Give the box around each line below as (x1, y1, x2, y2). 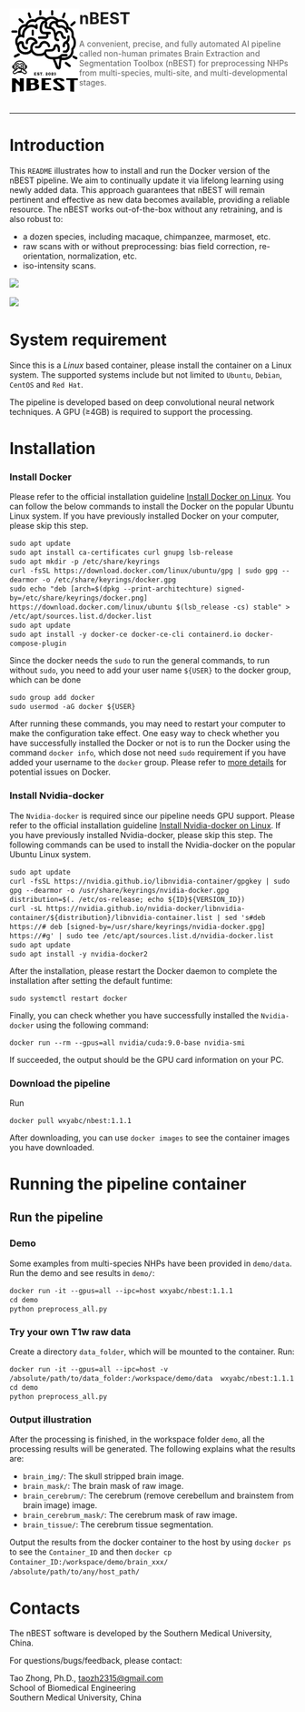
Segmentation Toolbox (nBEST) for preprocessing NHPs (78, 57, 289, 68)
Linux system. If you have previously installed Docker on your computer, (9, 511, 280, 522)
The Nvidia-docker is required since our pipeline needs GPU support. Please (9, 810, 295, 821)
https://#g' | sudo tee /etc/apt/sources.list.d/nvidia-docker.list (9, 931, 274, 940)
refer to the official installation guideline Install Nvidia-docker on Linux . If (9, 819, 281, 831)
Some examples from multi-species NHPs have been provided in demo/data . (9, 1258, 292, 1269)
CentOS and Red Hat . (9, 379, 84, 390)
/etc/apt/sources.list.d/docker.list (9, 612, 152, 622)
